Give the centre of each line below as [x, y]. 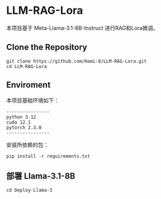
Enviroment [29, 85]
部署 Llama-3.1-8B [41, 176]
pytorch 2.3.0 [24, 127]
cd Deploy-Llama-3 [29, 191]
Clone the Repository [47, 47]
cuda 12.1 [19, 122]
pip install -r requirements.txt [48, 156]
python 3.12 [21, 117]
